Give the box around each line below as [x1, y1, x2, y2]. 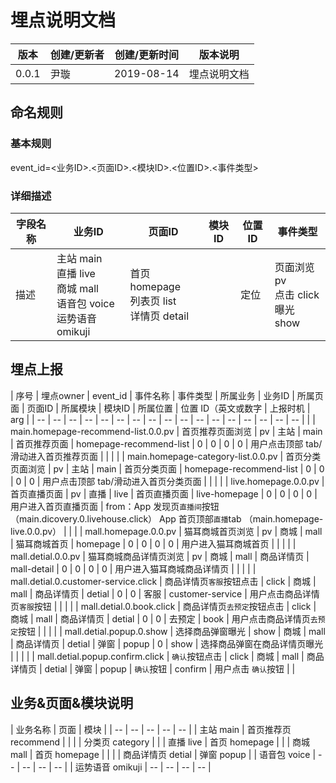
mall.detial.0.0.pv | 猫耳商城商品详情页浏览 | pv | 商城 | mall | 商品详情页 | [10, 550, 310, 562]
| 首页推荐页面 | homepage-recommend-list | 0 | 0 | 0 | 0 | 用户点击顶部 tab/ [10, 437, 323, 450]
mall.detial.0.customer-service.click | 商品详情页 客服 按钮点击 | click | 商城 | [10, 575, 317, 587]
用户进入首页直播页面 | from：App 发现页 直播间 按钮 [10, 500, 220, 512]
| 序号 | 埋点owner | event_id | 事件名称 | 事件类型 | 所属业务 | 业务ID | [10, 389, 295, 401]
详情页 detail [129, 309, 190, 323]
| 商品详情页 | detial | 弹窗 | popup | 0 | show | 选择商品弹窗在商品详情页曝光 [10, 637, 324, 650]
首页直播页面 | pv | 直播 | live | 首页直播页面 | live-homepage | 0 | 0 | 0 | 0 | [10, 487, 318, 500]
